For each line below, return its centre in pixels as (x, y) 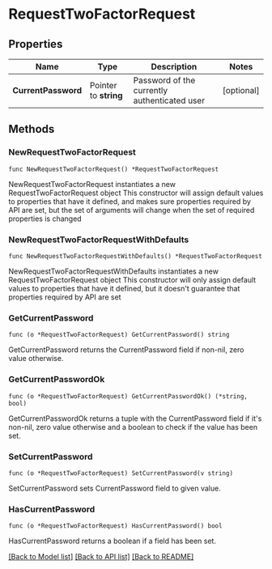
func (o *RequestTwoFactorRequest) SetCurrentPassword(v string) (121, 473)
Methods (32, 129)
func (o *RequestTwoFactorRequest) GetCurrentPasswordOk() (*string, (128, 396)
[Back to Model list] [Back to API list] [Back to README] (101, 557)
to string (106, 96)
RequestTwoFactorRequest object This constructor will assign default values (136, 193)
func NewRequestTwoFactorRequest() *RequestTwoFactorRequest (114, 169)
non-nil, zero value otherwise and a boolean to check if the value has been (133, 427)
